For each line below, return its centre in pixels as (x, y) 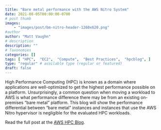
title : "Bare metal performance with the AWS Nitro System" (67, 9)
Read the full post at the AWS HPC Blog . (45, 122)
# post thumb (18, 18)
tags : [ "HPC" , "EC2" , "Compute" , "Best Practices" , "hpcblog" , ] (78, 59)
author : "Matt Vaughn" (28, 37)
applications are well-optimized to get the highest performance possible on (80, 87)
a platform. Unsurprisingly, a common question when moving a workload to (80, 92)
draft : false (18, 68)
